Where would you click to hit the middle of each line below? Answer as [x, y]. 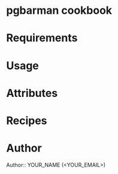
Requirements [42, 38]
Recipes [27, 120]
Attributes [32, 93]
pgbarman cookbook [59, 11]
